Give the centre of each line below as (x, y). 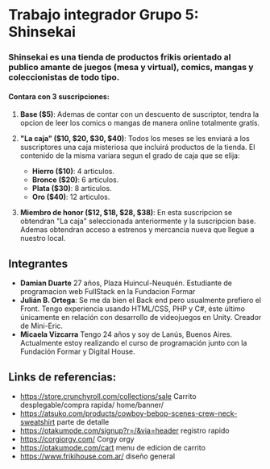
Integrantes (38, 264)
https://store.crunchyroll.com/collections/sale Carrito (108, 396)
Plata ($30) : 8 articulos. (72, 189)
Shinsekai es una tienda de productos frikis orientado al (120, 57)
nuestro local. (43, 239)
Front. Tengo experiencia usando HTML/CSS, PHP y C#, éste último (133, 309)
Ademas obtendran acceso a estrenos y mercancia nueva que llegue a (137, 230)
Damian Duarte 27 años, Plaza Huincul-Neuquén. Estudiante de (126, 283)
